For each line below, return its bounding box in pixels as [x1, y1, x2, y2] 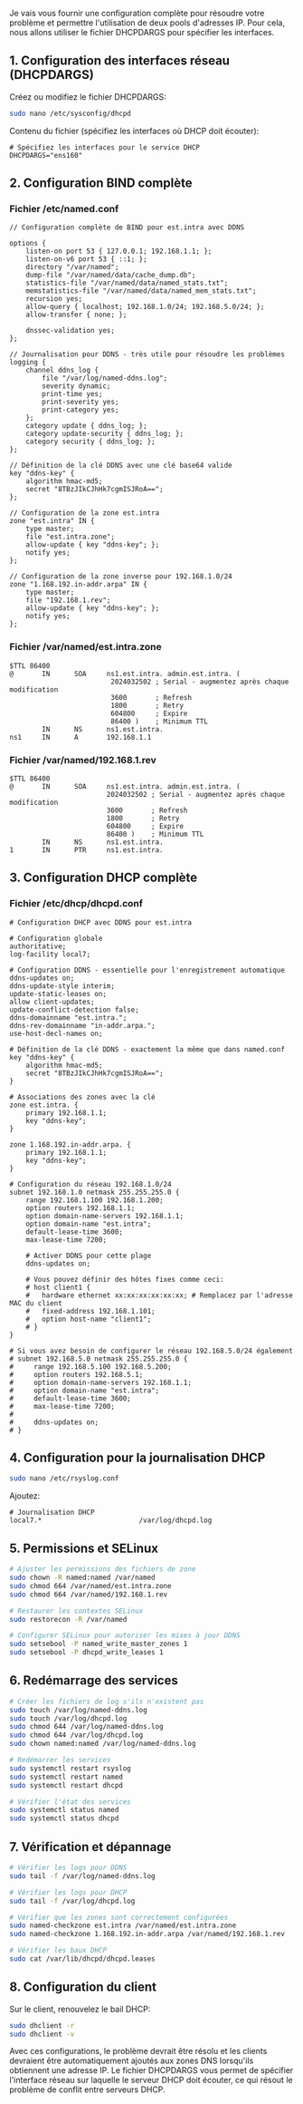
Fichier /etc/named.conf [9, 203, 119, 215]
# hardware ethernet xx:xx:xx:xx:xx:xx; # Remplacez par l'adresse [25, 1291, 294, 1300]
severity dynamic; [42, 382, 111, 391]
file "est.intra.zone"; [25, 532, 116, 542]
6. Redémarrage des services [9, 1673, 178, 1689]
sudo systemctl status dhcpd [9, 1814, 119, 1823]
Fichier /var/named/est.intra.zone [9, 641, 162, 654]
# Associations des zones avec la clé [9, 1092, 156, 1101]
